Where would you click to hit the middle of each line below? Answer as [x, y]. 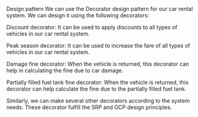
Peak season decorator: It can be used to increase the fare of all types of [98, 46]
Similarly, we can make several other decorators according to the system [98, 101]
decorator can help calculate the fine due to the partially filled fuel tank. [96, 89]
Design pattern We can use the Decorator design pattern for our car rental [100, 9]
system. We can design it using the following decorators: [78, 15]
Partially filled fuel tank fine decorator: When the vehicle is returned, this [97, 82]
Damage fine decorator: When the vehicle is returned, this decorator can [98, 64]
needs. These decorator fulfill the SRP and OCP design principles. [89, 107]
